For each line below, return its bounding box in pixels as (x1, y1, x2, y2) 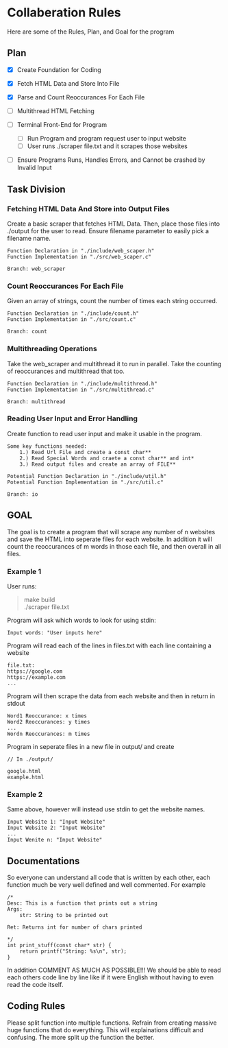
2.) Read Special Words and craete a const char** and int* (19, 455, 194, 462)
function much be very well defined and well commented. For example (7, 881, 206, 889)
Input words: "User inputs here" (7, 629, 103, 636)
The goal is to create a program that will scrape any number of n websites (7, 527, 216, 536)
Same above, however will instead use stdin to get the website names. (7, 805, 205, 813)
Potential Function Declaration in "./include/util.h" (7, 473, 167, 479)
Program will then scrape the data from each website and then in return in (7, 691, 216, 700)
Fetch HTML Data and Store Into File (16, 79, 120, 87)
